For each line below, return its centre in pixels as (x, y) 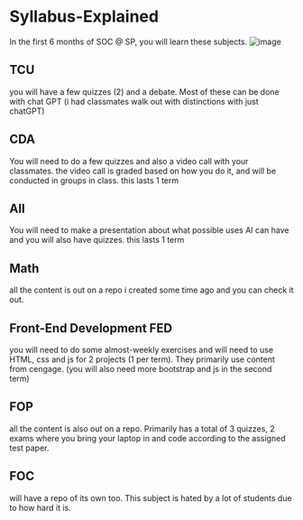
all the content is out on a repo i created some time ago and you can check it (151, 290)
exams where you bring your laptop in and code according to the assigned (147, 438)
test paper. (29, 448)
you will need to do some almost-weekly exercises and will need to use (141, 350)
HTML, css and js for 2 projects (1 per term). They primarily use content (142, 359)
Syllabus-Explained (84, 17)
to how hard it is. (40, 507)
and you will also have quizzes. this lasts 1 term (97, 240)
